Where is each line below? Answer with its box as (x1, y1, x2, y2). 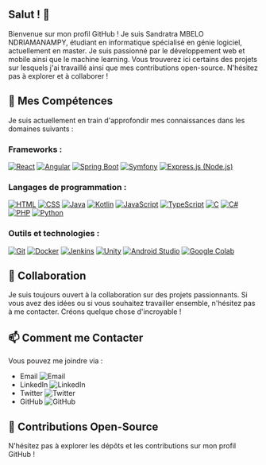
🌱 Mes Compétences (8, 95, 114, 108)
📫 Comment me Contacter (8, 331, 144, 344)
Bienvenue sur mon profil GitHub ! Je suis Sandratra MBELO (8, 29, 204, 38)
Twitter (19, 389, 44, 398)
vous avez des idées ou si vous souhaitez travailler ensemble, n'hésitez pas (8, 299, 256, 308)
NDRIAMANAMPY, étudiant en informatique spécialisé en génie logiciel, (8, 37, 242, 47)
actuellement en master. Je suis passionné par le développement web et (8, 45, 245, 56)
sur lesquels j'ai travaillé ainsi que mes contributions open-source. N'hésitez (8, 63, 258, 72)
